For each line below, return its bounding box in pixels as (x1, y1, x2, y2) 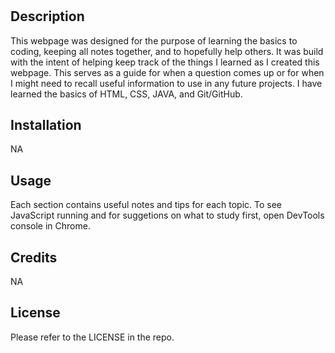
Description (10, 8, 85, 25)
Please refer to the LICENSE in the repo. (10, 331, 175, 343)
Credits (10, 249, 58, 266)
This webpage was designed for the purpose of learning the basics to (10, 34, 298, 47)
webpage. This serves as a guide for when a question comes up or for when (10, 66, 325, 78)
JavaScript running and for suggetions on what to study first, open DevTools (10, 209, 325, 222)
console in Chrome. (10, 220, 91, 232)
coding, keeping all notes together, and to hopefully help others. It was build (10, 45, 324, 57)
